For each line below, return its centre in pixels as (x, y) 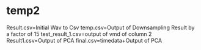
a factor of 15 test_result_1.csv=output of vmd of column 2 (79, 34)
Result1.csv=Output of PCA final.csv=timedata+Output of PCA (84, 40)
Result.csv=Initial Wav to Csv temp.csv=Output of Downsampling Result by (100, 27)
